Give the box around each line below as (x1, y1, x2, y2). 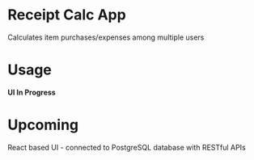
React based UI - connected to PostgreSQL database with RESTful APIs (7, 142, 246, 152)
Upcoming (7, 116, 79, 134)
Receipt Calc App (7, 6, 126, 24)
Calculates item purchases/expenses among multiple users (7, 32, 205, 42)
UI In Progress (7, 87, 56, 97)
